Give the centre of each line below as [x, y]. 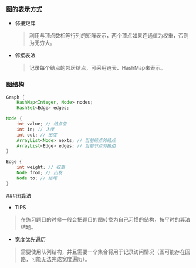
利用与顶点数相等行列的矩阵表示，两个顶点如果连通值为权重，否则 [109, 36]
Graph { [16, 97]
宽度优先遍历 [30, 239]
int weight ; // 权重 [41, 167]
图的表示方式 [24, 9]
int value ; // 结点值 [42, 124]
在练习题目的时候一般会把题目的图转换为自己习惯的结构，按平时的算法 [105, 219]
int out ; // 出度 [37, 135]
